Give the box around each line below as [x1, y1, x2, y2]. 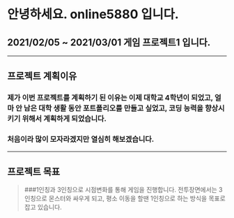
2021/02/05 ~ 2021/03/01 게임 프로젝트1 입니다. [7, 36, 211, 48]
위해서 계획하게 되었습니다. [22, 114, 107, 124]
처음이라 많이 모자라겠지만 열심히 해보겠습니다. [7, 134, 155, 144]
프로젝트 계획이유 [7, 71, 77, 82]
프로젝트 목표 [7, 166, 61, 177]
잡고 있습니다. [24, 203, 63, 212]
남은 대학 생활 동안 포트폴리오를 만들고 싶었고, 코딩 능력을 [23, 103, 204, 113]
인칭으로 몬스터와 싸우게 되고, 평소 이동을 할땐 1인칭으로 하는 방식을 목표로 [24, 194, 226, 203]
